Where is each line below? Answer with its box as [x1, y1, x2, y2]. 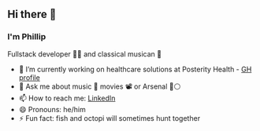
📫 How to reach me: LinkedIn [18, 93, 116, 103]
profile [18, 72, 40, 82]
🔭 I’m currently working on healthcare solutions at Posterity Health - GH [18, 64, 252, 74]
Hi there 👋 [7, 8, 57, 21]
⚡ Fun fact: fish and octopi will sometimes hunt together [18, 113, 201, 122]
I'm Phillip [7, 31, 46, 42]
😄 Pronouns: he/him [18, 104, 86, 114]
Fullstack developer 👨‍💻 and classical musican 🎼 [7, 49, 162, 59]
